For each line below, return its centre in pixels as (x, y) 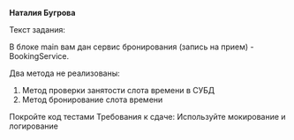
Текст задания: (38, 29)
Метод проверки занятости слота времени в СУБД (118, 90)
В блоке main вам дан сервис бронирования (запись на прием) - (132, 47)
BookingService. (39, 56)
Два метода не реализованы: (65, 73)
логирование (34, 126)
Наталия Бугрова (42, 13)
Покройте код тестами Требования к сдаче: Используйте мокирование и (147, 117)
